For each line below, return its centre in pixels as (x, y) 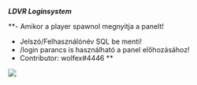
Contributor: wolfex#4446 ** (66, 58)
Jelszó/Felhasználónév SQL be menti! (81, 41)
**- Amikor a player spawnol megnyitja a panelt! (86, 26)
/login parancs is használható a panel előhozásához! (105, 50)
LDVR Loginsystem (40, 11)
